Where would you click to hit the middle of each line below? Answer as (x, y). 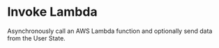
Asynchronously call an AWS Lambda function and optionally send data (110, 31)
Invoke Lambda (52, 12)
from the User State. (37, 38)
